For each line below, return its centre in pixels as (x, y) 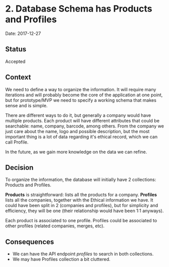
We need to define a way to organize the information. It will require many (81, 89)
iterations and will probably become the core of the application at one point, (84, 95)
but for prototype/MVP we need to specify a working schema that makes (81, 100)
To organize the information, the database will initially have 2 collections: (81, 180)
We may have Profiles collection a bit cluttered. (62, 259)
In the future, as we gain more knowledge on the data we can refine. (76, 152)
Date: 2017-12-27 (23, 33)
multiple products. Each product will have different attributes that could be (82, 120)
